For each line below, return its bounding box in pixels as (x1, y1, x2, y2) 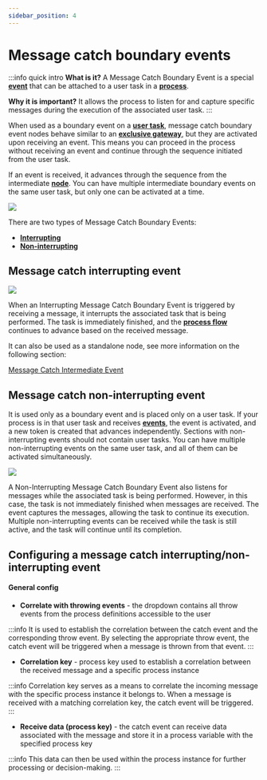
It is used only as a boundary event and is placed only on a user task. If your (8, 410, 259, 419)
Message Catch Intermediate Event (8, 365, 124, 375)
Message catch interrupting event (8, 264, 181, 278)
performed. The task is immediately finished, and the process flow (8, 317, 228, 327)
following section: (8, 350, 66, 359)
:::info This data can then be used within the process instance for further (8, 754, 246, 763)
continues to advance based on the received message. (8, 326, 189, 335)
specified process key (19, 738, 93, 748)
